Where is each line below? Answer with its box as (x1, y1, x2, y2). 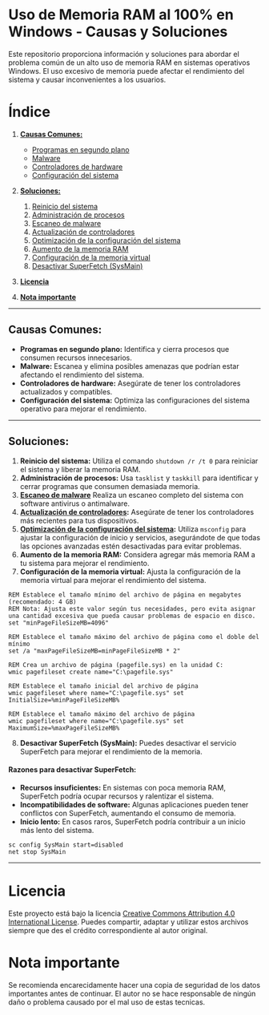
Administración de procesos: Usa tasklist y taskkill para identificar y (19, 473, 259, 483)
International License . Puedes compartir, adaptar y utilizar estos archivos (8, 916, 249, 927)
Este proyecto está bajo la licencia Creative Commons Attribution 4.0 (8, 908, 235, 918)
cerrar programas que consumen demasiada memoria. (19, 481, 200, 491)
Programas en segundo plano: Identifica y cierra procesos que (19, 344, 230, 354)
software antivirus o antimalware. (19, 499, 130, 508)
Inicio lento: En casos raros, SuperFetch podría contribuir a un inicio (19, 816, 246, 827)
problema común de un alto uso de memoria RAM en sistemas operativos (8, 58, 251, 67)
